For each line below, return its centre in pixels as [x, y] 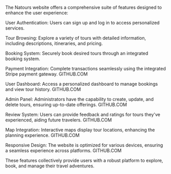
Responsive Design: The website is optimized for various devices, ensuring [84, 145]
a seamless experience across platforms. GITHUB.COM [64, 151]
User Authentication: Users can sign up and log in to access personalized [82, 23]
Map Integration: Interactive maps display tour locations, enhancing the [80, 130]
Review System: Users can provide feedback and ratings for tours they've [83, 115]
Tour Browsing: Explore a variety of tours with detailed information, [76, 38]
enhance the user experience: [37, 13]
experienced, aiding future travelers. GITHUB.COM [59, 120]
